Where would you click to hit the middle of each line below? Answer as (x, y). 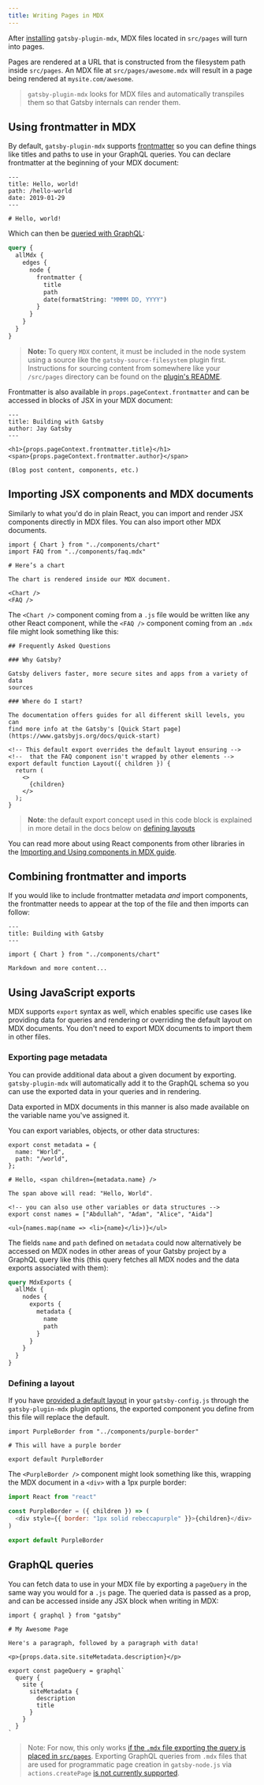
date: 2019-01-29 (37, 198)
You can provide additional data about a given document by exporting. (122, 1074)
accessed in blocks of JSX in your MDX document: (91, 400)
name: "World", (40, 1152)
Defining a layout (41, 1383)
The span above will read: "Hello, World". (81, 1193)
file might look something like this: (64, 631)
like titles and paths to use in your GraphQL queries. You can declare (119, 154)
